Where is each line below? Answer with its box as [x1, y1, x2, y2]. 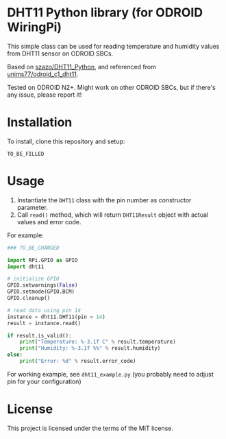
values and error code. [16, 217, 81, 226]
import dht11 [7, 263, 45, 270]
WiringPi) [7, 19, 62, 35]
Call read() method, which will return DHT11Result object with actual [16, 211, 209, 219]
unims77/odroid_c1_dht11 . [7, 70, 79, 78]
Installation [7, 115, 73, 130]
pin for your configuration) [7, 377, 81, 385]
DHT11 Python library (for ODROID [7, 5, 203, 21]
